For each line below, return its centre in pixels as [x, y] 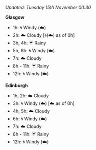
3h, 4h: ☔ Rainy [29, 43]
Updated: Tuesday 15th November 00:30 [48, 7]
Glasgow [15, 17]
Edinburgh [17, 85]
